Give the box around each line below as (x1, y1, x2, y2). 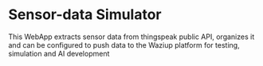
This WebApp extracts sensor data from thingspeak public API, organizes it (8, 32, 255, 41)
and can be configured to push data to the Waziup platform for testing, (8, 40, 241, 49)
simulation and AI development (8, 49, 110, 58)
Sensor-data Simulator (8, 6, 162, 24)
